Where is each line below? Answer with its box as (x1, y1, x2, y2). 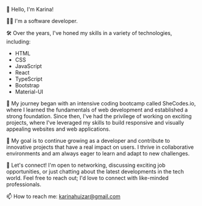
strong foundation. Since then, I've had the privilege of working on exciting (6, 113, 192, 120)
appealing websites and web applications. (6, 125, 110, 133)
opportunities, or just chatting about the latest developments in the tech (6, 168, 184, 175)
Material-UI (14, 88, 43, 95)
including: (6, 38, 31, 45)
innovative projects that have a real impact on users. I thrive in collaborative (6, 143, 194, 151)
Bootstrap (14, 82, 40, 89)
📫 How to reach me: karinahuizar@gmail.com (6, 193, 121, 200)
